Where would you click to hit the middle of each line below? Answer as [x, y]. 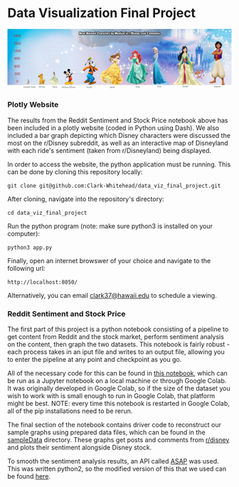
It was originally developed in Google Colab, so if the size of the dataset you [119, 388]
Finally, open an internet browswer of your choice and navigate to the [109, 260]
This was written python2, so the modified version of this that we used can [117, 469]
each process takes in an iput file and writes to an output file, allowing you [116, 352]
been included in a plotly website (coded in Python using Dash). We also [113, 128]
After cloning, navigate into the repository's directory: [86, 199]
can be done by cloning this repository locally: [75, 171]
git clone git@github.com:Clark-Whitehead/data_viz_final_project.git [114, 186]
